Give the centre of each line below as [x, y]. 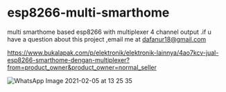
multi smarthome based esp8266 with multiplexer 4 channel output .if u [109, 32]
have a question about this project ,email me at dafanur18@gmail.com [107, 39]
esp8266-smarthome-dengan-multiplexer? [69, 59]
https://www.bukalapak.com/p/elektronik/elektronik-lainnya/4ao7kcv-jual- [113, 53]
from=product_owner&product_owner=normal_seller [82, 67]
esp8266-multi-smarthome [88, 13]
